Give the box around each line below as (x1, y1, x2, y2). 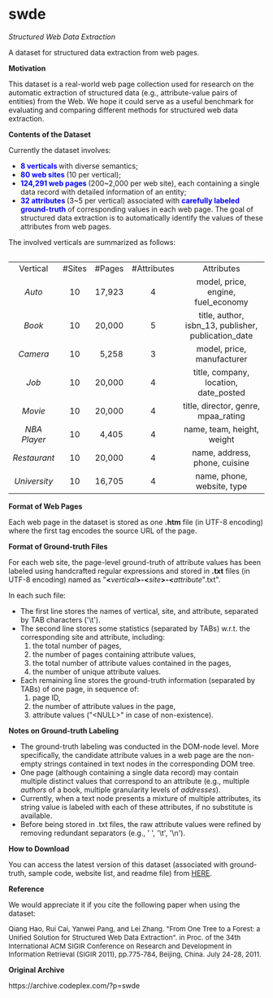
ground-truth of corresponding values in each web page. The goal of (19, 204, 254, 214)
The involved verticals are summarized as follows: (8, 237, 176, 247)
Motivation (8, 63, 46, 73)
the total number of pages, (32, 641, 122, 650)
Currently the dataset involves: (8, 145, 111, 155)
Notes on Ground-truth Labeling (8, 725, 119, 735)
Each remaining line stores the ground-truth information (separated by (19, 675, 256, 685)
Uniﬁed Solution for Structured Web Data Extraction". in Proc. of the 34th (8, 933, 241, 942)
